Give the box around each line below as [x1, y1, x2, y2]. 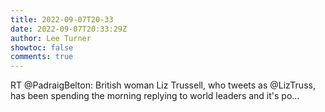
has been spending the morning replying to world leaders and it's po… [10, 90, 300, 102]
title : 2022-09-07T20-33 [10, 14, 114, 25]
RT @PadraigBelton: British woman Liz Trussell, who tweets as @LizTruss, [10, 79, 316, 91]
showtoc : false [10, 42, 74, 53]
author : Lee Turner [10, 33, 92, 43]
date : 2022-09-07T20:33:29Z [10, 24, 128, 34]
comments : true [10, 52, 74, 62]
